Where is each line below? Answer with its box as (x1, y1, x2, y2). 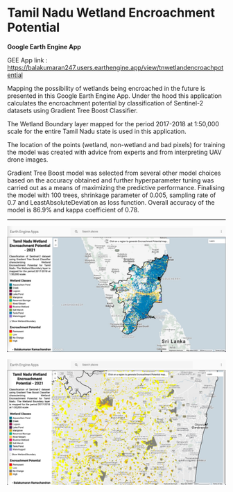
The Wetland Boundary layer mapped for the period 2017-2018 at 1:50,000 (7, 119, 220, 128)
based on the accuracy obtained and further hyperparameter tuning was (7, 176, 214, 185)
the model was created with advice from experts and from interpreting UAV (7, 148, 222, 156)
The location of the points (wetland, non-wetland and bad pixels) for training (7, 140, 225, 149)
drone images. (7, 155, 49, 164)
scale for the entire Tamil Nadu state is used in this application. (7, 127, 187, 135)
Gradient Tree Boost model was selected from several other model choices (7, 169, 221, 177)
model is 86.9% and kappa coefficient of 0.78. (7, 205, 139, 214)
